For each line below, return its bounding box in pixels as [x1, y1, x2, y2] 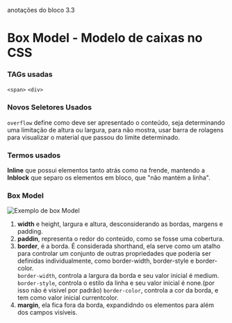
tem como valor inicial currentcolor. [17, 294, 119, 302]
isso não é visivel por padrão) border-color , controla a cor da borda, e [17, 286, 219, 295]
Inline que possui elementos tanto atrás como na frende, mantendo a [7, 166, 206, 175]
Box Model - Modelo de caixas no [7, 30, 203, 46]
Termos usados [7, 150, 61, 160]
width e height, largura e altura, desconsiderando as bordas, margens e [17, 220, 224, 228]
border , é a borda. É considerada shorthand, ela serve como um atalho [17, 242, 221, 250]
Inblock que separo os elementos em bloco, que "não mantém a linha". [7, 173, 210, 182]
